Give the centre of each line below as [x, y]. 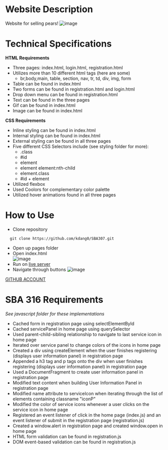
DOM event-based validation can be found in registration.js [74, 442]
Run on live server [31, 264]
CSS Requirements [26, 120]
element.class [35, 173]
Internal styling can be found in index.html [56, 136]
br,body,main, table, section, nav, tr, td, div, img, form [76, 78]
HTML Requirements [27, 58]
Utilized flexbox [29, 184]
